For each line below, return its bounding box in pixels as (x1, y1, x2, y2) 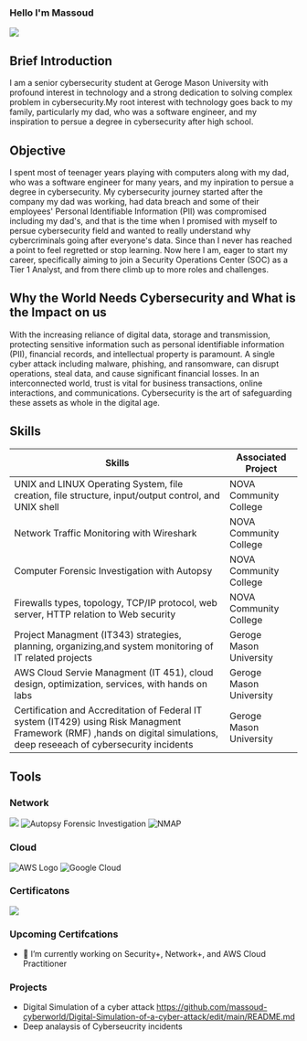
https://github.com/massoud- (156, 1002, 268, 1013)
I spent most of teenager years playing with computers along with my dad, (9, 166, 290, 177)
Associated (236, 451, 287, 463)
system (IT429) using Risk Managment (14, 715, 181, 728)
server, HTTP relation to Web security (14, 608, 176, 621)
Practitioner (22, 958, 67, 970)
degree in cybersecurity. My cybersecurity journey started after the (9, 186, 263, 197)
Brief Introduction (9, 53, 112, 69)
